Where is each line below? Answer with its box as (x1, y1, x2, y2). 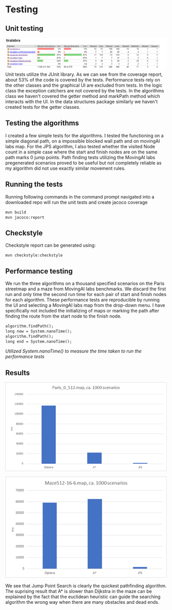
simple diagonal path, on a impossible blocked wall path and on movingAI (5, 137, 160, 144)
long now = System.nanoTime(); (5, 329, 72, 334)
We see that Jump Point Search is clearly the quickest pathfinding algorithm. (5, 582, 167, 588)
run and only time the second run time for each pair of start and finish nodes (5, 291, 167, 298)
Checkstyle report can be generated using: (5, 242, 96, 248)
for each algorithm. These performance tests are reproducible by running (5, 297, 160, 303)
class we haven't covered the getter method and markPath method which (5, 93, 160, 99)
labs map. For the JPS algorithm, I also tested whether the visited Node (5, 143, 155, 149)
